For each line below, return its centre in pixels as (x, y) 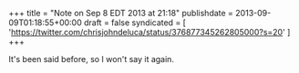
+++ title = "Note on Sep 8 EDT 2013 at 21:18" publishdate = (121, 13)
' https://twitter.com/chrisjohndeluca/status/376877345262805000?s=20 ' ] (149, 32)
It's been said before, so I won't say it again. (92, 59)
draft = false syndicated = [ (135, 23)
